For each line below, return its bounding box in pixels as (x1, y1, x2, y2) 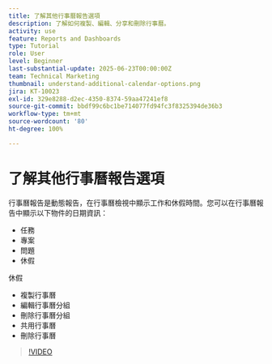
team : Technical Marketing (8, 72, 100, 80)
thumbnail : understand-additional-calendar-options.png (8, 79, 201, 88)
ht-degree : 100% (8, 125, 63, 133)
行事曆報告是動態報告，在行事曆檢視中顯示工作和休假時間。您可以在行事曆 (8, 198, 257, 208)
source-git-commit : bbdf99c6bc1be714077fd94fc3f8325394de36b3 (8, 102, 223, 110)
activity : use (8, 27, 57, 35)
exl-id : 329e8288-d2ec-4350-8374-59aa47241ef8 (8, 95, 168, 103)
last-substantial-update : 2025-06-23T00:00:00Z (8, 65, 172, 73)
